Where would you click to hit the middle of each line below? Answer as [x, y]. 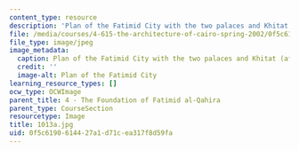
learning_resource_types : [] [63, 83]
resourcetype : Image [48, 116]
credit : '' [37, 68]
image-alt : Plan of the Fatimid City [87, 75]
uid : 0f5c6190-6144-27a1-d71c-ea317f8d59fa [91, 133]
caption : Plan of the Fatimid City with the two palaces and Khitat [147, 59]
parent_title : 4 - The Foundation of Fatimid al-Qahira [115, 100]
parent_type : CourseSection [61, 108]
